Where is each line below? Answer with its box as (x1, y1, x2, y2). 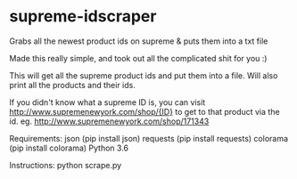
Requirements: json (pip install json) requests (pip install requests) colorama (9, 133, 288, 143)
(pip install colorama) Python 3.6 (9, 142, 129, 153)
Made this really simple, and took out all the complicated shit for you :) (9, 53, 268, 63)
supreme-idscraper (9, 6, 157, 27)
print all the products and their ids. (9, 79, 136, 90)
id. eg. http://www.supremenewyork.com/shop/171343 (9, 116, 210, 126)
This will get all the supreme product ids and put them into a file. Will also (9, 69, 278, 81)
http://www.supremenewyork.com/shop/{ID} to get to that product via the (9, 106, 280, 117)
